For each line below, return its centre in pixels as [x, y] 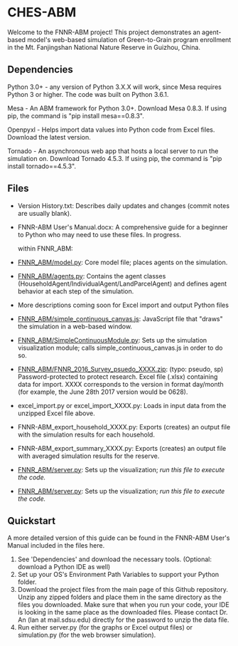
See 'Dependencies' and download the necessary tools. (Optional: [114, 559]
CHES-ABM [42, 12]
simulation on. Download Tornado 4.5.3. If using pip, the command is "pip [115, 158]
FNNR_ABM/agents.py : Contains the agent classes [92, 276]
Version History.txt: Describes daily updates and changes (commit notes [123, 205]
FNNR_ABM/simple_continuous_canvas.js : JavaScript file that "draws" [120, 318]
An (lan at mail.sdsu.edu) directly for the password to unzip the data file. [123, 620]
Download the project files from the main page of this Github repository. [123, 590]
